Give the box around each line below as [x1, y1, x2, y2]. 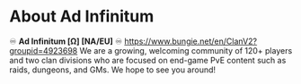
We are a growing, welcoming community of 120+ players [79, 45, 293, 55]
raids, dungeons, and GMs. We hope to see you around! [9, 64, 217, 75]
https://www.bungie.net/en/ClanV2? [124, 36, 258, 46]
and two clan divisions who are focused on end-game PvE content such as [9, 55, 287, 65]
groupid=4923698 [9, 45, 78, 55]
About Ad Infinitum [9, 6, 155, 27]
